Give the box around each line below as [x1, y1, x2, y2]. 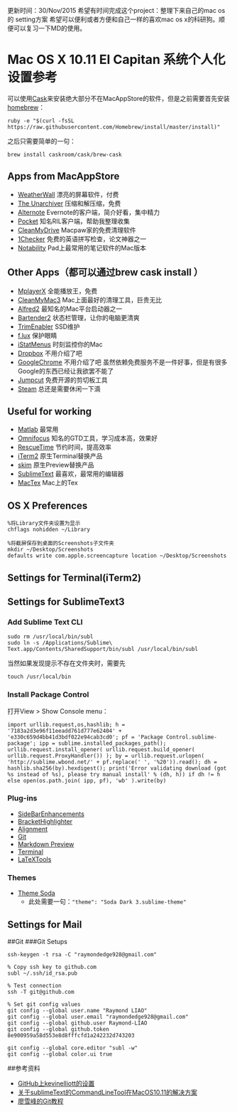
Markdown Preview [17, 840, 75, 848]
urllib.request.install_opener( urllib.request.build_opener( [7, 746, 195, 753]
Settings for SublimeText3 [7, 595, 126, 608]
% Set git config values [7, 1000, 81, 1008]
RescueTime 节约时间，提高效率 [17, 443, 112, 452]
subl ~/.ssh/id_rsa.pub [7, 970, 78, 977]
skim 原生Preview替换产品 [17, 461, 94, 470]
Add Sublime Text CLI [7, 617, 83, 627]
